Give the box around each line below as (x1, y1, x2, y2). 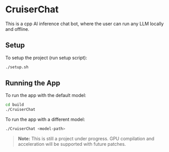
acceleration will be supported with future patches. (17, 141, 126, 147)
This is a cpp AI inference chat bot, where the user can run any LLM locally (5, 21, 164, 27)
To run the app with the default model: (5, 92, 86, 99)
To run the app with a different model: (5, 117, 85, 123)
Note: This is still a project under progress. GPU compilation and (17, 136, 155, 142)
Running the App (5, 79, 61, 88)
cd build (5, 102, 24, 107)
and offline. (5, 26, 30, 32)
